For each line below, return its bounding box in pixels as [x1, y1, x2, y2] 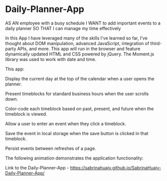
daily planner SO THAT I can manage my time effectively [5, 25, 121, 31]
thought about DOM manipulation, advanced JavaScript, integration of [5, 40, 150, 46]
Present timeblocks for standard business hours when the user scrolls [5, 90, 149, 96]
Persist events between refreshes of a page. [5, 145, 96, 151]
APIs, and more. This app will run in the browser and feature [17, 45, 141, 51]
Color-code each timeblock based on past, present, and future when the [5, 105, 154, 111]
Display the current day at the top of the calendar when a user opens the [5, 75, 155, 81]
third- [150, 40, 162, 46]
